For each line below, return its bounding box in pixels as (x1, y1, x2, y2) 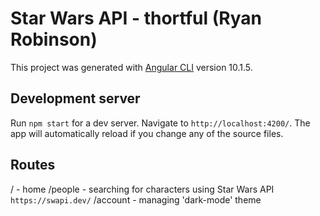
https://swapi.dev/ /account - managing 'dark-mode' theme (10, 193, 262, 206)
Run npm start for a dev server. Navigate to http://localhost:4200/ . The (10, 117, 311, 129)
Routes (10, 157, 56, 174)
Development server (10, 90, 141, 107)
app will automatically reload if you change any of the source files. (10, 127, 284, 139)
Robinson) (10, 28, 98, 51)
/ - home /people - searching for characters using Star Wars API (10, 183, 275, 195)
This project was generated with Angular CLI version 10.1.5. (10, 61, 253, 73)
